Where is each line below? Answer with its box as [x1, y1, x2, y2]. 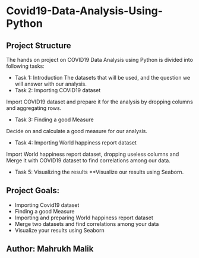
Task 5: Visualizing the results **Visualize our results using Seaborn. [14, 168, 184, 175]
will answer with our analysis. [14, 80, 87, 87]
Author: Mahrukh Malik [6, 244, 94, 254]
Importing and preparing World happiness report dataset [14, 214, 153, 221]
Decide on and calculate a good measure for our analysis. [6, 128, 147, 134]
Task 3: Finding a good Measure [14, 116, 94, 123]
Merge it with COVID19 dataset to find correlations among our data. [6, 157, 170, 164]
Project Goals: [6, 185, 60, 196]
